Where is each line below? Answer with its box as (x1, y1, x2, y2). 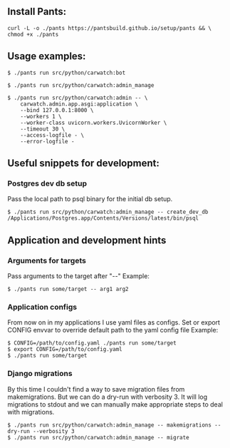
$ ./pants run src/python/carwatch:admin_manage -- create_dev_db (7, 208, 209, 216)
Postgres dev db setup (7, 178, 88, 188)
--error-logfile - (20, 138, 75, 145)
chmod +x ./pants (7, 31, 59, 38)
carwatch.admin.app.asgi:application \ (20, 100, 139, 108)
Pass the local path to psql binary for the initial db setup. (7, 195, 173, 203)
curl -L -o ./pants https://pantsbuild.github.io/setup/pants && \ (7, 24, 212, 31)
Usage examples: (7, 50, 86, 63)
